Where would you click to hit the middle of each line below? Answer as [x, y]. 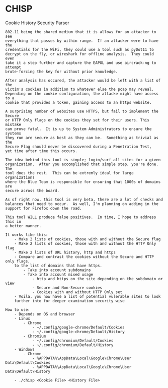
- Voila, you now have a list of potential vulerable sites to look [88, 296]
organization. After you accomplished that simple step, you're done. [82, 164]
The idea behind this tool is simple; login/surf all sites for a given [83, 160]
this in [13, 221]
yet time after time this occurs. [41, 151]
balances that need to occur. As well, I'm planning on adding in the [82, 204]
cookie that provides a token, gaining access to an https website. [78, 102]
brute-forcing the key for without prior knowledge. [62, 72]
